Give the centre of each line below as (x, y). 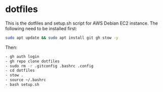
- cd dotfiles (20, 71)
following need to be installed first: (41, 28)
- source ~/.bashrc (26, 80)
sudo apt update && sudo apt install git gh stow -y (62, 38)
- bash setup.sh (22, 85)
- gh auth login (22, 56)
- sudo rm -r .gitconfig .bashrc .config (49, 66)
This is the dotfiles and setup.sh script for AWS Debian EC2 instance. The (82, 23)
